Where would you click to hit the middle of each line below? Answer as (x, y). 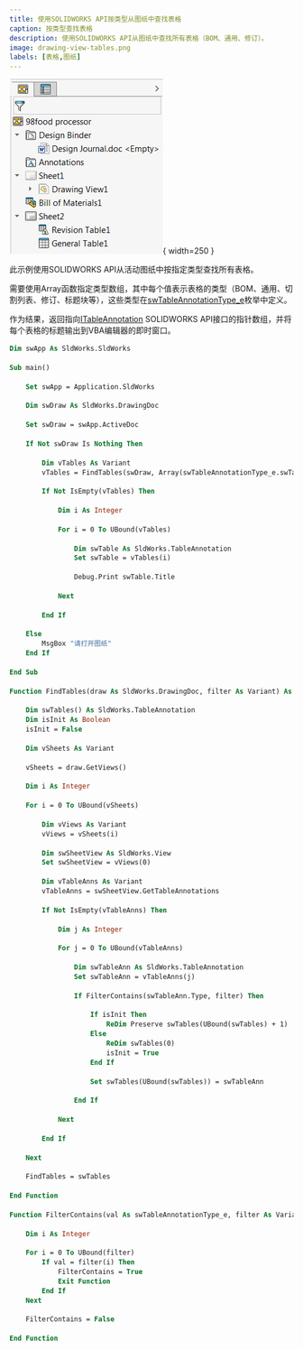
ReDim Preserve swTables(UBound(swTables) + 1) (197, 1024)
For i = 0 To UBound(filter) (80, 1253)
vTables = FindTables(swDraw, (98, 472)
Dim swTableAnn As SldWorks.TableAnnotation (159, 967)
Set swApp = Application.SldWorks (90, 387)
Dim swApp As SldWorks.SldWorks (70, 349)
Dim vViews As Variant (84, 824)
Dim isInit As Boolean (68, 720)
